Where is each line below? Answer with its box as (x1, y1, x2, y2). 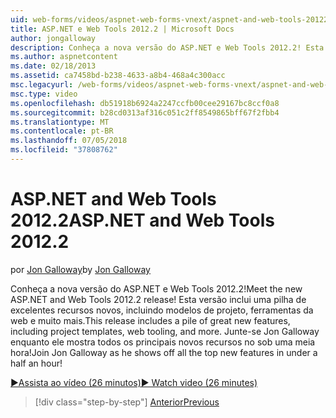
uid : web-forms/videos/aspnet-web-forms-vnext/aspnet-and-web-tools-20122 (10, 14, 329, 25)
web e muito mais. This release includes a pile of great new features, (10, 314, 291, 326)
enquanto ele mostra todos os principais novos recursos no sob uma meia (10, 336, 316, 348)
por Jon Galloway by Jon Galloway (10, 263, 151, 275)
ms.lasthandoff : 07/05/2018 (10, 136, 128, 146)
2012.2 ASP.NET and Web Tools (10, 209, 275, 232)
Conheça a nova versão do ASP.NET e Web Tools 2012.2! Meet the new (10, 282, 303, 295)
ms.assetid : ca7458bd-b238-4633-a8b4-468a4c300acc (10, 71, 226, 81)
